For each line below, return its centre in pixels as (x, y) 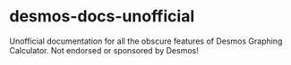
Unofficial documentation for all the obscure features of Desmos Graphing (146, 41)
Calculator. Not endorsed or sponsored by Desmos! (104, 50)
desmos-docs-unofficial (102, 16)
